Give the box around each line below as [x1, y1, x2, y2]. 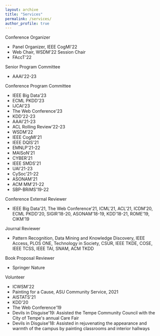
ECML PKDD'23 [12, 98, 44, 104]
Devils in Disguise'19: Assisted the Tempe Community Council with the [12, 310, 156, 316]
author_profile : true [5, 21, 50, 26]
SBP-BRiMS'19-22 [12, 186, 49, 192]
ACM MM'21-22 [12, 182, 44, 187]
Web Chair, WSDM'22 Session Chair [12, 49, 86, 55]
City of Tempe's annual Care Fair [12, 315, 79, 321]
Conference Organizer [5, 34, 51, 40]
